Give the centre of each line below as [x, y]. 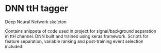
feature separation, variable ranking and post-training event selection [74, 41]
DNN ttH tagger [37, 8]
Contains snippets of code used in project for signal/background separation [81, 31]
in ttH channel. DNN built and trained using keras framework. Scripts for [77, 36]
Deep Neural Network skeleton [36, 22]
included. [14, 46]
